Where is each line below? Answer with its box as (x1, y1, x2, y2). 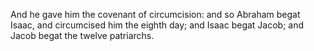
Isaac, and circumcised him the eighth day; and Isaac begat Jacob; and (10, 19, 305, 31)
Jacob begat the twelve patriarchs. (10, 30, 155, 41)
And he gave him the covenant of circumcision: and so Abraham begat (10, 9, 301, 20)
